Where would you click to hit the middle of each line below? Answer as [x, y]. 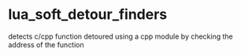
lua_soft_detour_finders [88, 15]
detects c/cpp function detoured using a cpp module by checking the [121, 36]
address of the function [46, 44]
